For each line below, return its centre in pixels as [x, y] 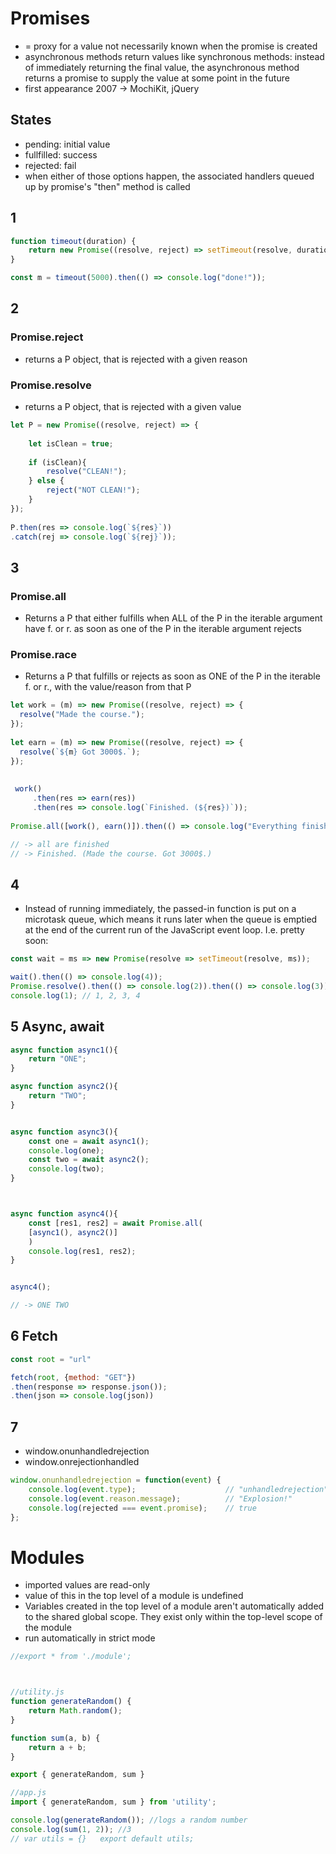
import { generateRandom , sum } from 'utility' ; [113, 1802]
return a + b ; [57, 1747]
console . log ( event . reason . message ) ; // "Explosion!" [160, 1498]
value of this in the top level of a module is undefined [134, 1596]
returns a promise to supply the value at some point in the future [157, 78]
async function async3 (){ [64, 1132]
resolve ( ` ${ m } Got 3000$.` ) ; [80, 752]
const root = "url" [51, 1359]
